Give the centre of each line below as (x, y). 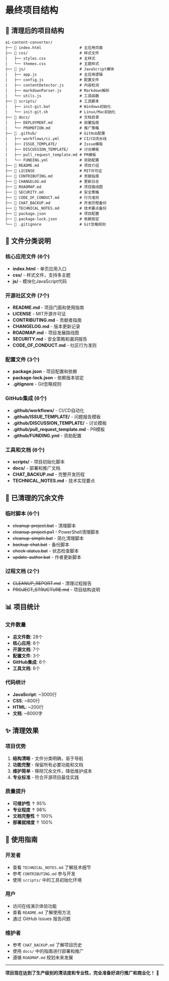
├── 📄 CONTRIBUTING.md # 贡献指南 (52, 176)
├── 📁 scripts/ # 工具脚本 (52, 101)
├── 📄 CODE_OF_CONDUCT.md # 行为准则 (52, 198)
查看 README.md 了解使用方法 (42, 912)
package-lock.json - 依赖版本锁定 (48, 378)
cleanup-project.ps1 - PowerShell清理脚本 (56, 532)
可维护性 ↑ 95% (29, 803)
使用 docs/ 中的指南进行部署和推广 (48, 951)
